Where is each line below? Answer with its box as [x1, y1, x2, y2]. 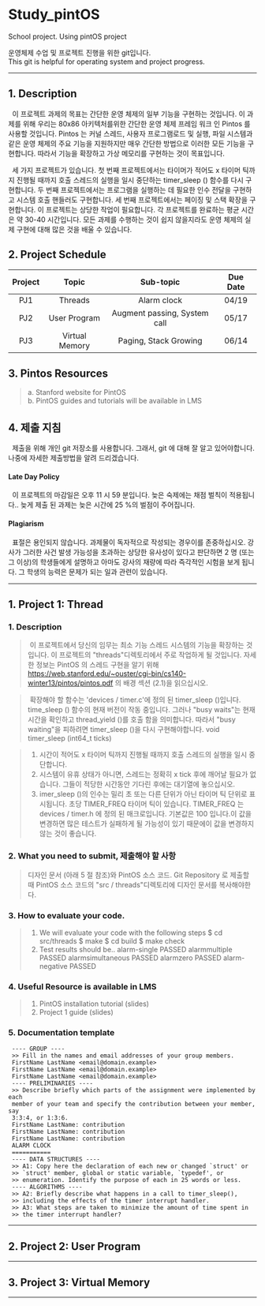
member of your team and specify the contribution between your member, [11, 1100, 256, 1109]
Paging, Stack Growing [118, 335, 203, 346]
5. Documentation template [8, 1027, 115, 1038]
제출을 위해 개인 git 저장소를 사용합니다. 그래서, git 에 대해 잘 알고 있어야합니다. [11, 444, 255, 453]
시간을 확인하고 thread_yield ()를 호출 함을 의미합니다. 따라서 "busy [27, 715, 237, 724]
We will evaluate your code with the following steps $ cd [39, 928, 223, 937]
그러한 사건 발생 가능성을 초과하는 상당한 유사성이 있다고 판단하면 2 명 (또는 [22, 547, 255, 557]
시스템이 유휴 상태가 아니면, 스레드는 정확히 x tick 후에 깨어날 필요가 [39, 770, 248, 779]
